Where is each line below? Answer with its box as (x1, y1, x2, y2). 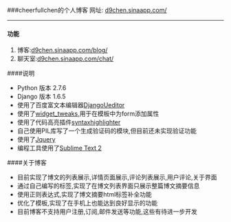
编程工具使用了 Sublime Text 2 (16, 144, 102, 153)
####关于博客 (7, 159, 47, 167)
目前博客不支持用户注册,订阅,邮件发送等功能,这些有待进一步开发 (16, 208, 197, 216)
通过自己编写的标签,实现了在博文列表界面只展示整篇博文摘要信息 (16, 181, 200, 190)
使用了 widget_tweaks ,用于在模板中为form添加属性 (16, 109, 159, 118)
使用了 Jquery (16, 135, 56, 144)
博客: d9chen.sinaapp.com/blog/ (16, 46, 108, 54)
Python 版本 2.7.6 (16, 84, 67, 92)
